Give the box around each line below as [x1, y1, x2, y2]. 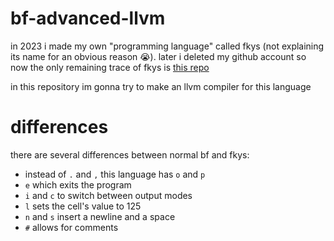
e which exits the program [24, 178, 132, 191]
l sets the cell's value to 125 [24, 200, 142, 212]
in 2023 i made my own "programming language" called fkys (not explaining [10, 40, 325, 52]
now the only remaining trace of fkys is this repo [10, 61, 210, 73]
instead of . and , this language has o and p [24, 168, 206, 180]
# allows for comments [24, 221, 119, 233]
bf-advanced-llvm [10, 7, 166, 30]
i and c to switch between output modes [24, 189, 193, 201]
